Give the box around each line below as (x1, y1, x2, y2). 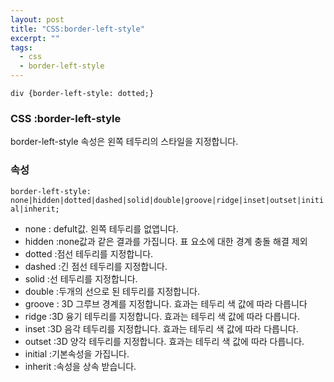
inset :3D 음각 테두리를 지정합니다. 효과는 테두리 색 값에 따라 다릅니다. (24, 322, 299, 335)
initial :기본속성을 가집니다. (24, 347, 130, 360)
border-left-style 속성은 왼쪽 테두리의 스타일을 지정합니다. (10, 136, 239, 148)
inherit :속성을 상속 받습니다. (24, 360, 137, 372)
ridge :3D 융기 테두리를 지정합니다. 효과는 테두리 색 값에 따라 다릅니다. (24, 310, 301, 322)
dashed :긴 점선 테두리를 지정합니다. (24, 260, 168, 272)
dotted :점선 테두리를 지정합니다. (24, 247, 154, 260)
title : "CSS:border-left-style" (10, 24, 145, 34)
